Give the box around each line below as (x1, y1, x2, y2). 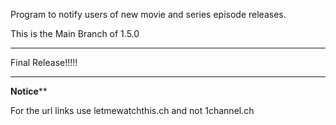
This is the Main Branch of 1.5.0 (10, 28, 140, 39)
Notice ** (10, 85, 48, 97)
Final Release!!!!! (10, 57, 78, 68)
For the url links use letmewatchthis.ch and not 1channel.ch (10, 105, 255, 116)
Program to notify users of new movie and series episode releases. (10, 9, 287, 20)
